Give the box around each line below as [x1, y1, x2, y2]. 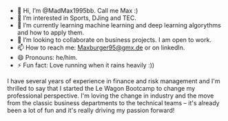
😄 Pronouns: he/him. [17, 54, 78, 61]
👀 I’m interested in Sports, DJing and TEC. [17, 14, 136, 22]
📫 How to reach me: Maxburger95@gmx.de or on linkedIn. [17, 43, 185, 52]
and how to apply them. [17, 28, 85, 36]
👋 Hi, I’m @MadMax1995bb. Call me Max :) [17, 7, 138, 14]
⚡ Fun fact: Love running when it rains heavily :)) [17, 61, 155, 69]
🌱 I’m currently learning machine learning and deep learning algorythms [17, 21, 222, 29]
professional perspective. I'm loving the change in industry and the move [7, 91, 214, 100]
